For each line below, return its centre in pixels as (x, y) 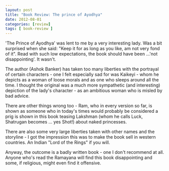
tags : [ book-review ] (29, 29)
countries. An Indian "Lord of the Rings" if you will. (58, 143)
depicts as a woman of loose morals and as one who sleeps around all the (82, 80)
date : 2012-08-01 (23, 19)
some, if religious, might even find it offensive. (53, 163)
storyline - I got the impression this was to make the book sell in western (81, 137)
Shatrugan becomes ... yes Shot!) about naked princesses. (66, 122)
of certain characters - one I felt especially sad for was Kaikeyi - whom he (82, 74)
